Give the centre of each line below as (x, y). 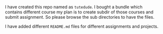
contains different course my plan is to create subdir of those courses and (79, 12)
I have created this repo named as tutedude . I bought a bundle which (74, 7)
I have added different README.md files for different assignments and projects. (82, 26)
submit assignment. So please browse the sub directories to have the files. (80, 17)
